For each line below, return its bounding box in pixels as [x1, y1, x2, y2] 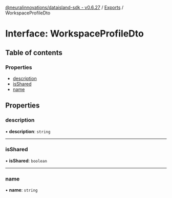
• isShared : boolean [5, 157, 48, 164]
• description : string [5, 128, 51, 134]
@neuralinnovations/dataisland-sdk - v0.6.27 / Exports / [5, 5, 124, 10]
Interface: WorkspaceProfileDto [5, 28, 144, 40]
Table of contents [5, 48, 62, 57]
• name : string [5, 187, 38, 193]
